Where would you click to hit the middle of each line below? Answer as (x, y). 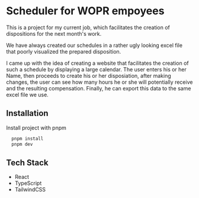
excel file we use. (27, 95)
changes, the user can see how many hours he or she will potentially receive (99, 82)
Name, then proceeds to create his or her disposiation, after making (89, 76)
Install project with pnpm (36, 128)
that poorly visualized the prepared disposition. (64, 51)
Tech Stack (27, 163)
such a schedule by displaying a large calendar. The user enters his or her (96, 69)
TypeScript (28, 183)
